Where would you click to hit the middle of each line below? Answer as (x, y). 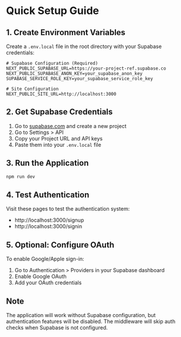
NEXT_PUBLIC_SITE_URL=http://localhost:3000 (61, 94)
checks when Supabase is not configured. (57, 327)
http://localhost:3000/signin (48, 226)
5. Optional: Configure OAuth (60, 245)
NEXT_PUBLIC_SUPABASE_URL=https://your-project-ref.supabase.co (86, 68)
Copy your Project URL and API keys (59, 138)
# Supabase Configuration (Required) (52, 63)
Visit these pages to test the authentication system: (68, 209)
